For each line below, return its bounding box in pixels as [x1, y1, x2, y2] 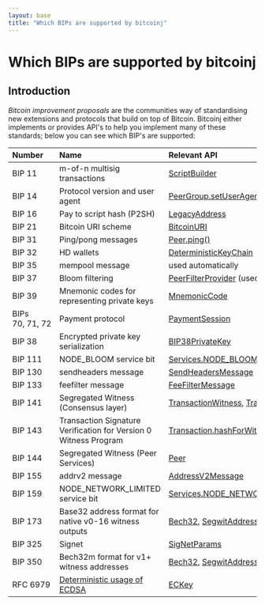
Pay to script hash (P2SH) [58, 208, 155, 219]
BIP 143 [12, 425, 43, 436]
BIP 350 [12, 556, 43, 567]
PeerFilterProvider [168, 272, 237, 283]
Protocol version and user [58, 185, 155, 196]
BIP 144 [12, 452, 43, 463]
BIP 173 [12, 516, 43, 527]
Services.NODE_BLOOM [168, 354, 259, 365]
